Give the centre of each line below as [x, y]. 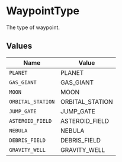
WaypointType [43, 11]
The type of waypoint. [33, 27]
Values [19, 46]
